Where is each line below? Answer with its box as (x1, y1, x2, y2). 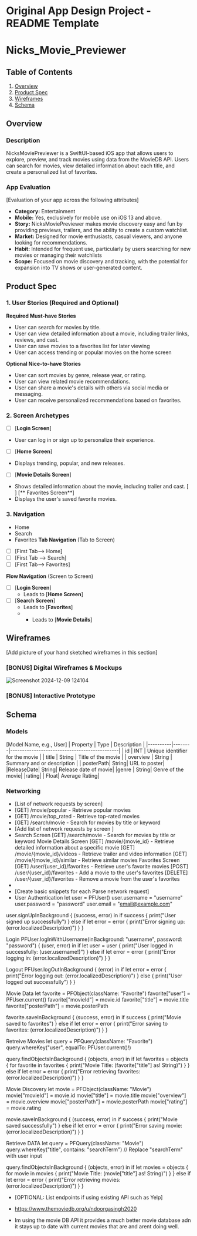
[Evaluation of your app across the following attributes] (6, 196, 139, 204)
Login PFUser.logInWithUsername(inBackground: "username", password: (6, 936, 183, 943)
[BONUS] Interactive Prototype (6, 691, 96, 699)
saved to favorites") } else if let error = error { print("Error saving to (6, 1020, 168, 1027)
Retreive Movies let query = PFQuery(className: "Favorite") (6, 1037, 153, 1045)
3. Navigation (6, 510, 45, 518)
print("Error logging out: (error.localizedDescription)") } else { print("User (6, 972, 183, 979)
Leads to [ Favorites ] (23, 603, 73, 610)
